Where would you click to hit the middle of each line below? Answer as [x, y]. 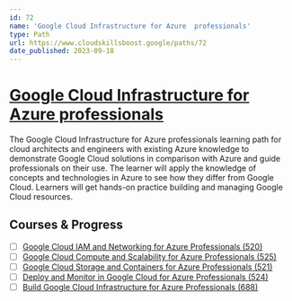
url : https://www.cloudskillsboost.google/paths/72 [108, 43]
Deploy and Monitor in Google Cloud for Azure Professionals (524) [145, 277]
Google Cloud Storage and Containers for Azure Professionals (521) [147, 267]
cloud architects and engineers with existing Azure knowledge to [129, 149]
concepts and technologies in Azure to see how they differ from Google [142, 178]
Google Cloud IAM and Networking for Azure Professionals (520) [142, 246]
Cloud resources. [41, 197]
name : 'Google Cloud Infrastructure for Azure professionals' [130, 26]
